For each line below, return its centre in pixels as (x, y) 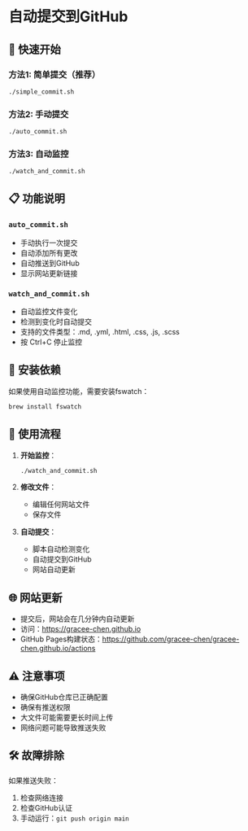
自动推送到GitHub (50, 263)
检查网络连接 (41, 798)
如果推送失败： (33, 780)
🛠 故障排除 (37, 756)
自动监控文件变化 (49, 312)
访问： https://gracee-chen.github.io (80, 629)
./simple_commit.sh (41, 92)
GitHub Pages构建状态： (61, 639)
